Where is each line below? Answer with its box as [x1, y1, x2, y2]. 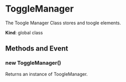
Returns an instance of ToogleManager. [5, 71, 88, 77]
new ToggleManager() [5, 59, 61, 66]
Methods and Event [5, 44, 69, 53]
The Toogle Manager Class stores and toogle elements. [5, 20, 121, 26]
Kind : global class [5, 29, 43, 35]
